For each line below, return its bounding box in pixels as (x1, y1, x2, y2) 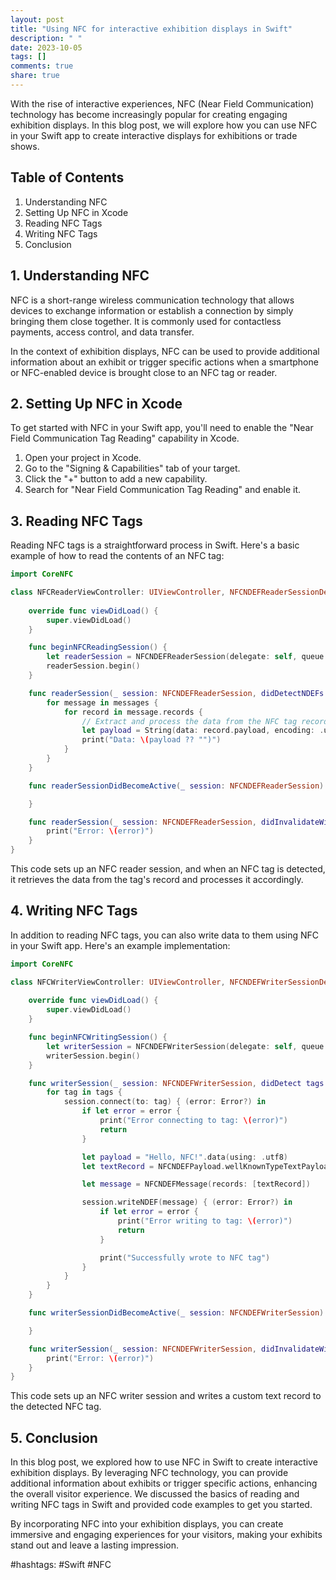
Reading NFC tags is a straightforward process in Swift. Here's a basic (10, 539, 300, 551)
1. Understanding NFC (10, 267, 150, 285)
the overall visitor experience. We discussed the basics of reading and (10, 1488, 300, 1500)
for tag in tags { (46, 1087, 123, 1098)
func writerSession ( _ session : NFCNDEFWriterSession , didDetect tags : (28, 1078, 329, 1088)
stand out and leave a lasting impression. (10, 1539, 180, 1551)
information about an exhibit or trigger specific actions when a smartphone (10, 356, 319, 368)
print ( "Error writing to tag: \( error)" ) (117, 1216, 293, 1226)
